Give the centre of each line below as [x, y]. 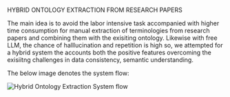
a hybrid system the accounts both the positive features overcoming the [109, 52]
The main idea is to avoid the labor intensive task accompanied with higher [113, 23]
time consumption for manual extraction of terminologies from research [108, 31]
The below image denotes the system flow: [68, 73]
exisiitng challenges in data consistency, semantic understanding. [101, 60]
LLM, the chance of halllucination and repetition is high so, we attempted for [115, 45]
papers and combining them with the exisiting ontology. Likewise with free [113, 38]
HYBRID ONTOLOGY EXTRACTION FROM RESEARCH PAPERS [95, 10]
